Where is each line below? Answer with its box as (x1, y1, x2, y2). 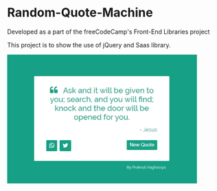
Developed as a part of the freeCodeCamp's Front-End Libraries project (7, 27, 210, 36)
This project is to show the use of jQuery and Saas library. (7, 41, 171, 49)
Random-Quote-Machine (7, 5, 153, 21)
